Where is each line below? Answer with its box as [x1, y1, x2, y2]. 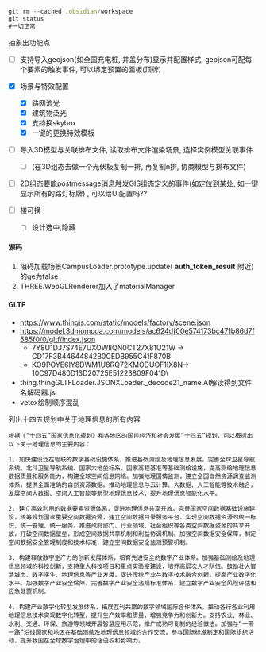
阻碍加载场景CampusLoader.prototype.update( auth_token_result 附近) [19, 261, 254, 271]
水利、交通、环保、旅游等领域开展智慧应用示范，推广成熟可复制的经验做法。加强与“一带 [8, 619, 254, 627]
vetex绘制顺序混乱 [19, 397, 80, 407]
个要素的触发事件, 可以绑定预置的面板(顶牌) [19, 64, 161, 74]
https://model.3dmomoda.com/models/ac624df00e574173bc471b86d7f [19, 326, 256, 335]
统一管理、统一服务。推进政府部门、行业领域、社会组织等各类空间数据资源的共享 [19, 521, 245, 530]
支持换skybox [31, 118, 77, 127]
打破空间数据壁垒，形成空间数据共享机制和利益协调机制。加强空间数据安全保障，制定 [19, 530, 256, 538]
